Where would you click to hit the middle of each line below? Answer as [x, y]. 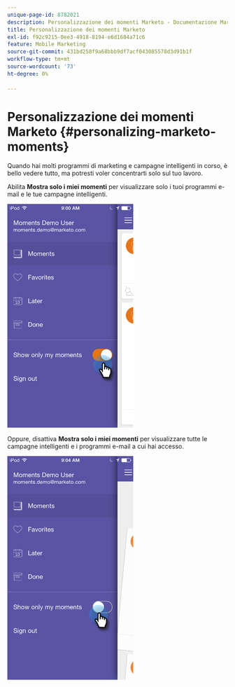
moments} [38, 146]
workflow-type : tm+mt [39, 60]
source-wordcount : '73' [42, 67]
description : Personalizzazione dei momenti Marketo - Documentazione [112, 22]
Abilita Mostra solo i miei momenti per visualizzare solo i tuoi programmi [112, 187]
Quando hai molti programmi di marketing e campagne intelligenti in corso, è [117, 166]
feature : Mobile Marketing [47, 44]
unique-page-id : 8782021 [43, 15]
